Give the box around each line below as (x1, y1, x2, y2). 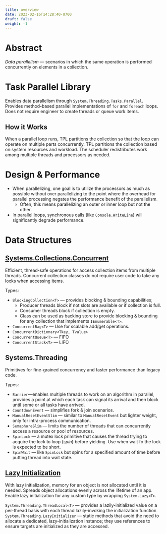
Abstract (5, 43, 42, 54)
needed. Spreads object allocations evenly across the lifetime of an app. (5, 487, 153, 493)
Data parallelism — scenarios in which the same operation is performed (5, 59, 152, 65)
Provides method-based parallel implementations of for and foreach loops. (5, 103, 159, 109)
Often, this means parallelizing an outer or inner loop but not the (19, 201, 151, 207)
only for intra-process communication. (12, 417, 91, 423)
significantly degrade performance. (12, 217, 85, 223)
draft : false (5, 16, 32, 21)
